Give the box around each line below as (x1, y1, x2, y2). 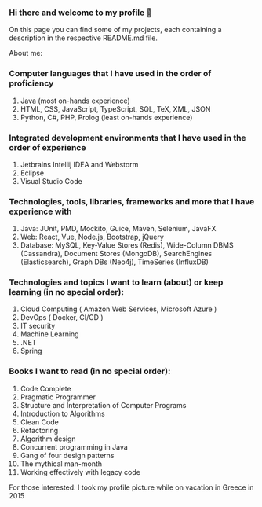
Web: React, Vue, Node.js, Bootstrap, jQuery (20, 232, 164, 242)
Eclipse (20, 168, 45, 178)
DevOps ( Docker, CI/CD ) (20, 313, 104, 322)
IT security (20, 321, 56, 331)
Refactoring (20, 425, 59, 435)
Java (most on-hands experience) (20, 96, 130, 105)
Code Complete (20, 384, 71, 393)
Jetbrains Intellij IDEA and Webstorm (20, 160, 139, 169)
